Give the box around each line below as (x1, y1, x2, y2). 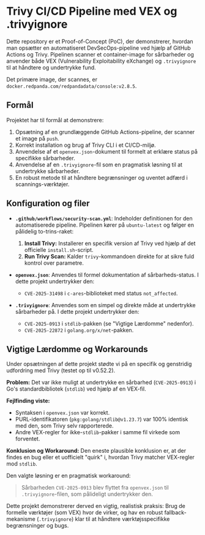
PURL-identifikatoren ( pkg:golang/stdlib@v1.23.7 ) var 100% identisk (15, 416, 188, 423)
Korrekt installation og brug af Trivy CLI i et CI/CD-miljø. (15, 141, 156, 149)
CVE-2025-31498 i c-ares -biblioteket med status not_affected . (24, 289, 178, 297)
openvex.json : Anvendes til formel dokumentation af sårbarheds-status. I (15, 271, 199, 278)
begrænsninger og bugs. (6, 522, 69, 529)
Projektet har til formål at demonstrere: (6, 116, 104, 123)
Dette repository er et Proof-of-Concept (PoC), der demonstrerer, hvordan (6, 37, 194, 45)
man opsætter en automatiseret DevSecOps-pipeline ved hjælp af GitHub (6, 44, 191, 52)
